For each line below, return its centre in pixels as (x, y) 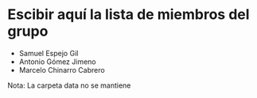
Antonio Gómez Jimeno (57, 62)
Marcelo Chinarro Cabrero (62, 70)
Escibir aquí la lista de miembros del (128, 15)
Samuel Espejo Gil (49, 53)
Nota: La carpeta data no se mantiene (69, 85)
